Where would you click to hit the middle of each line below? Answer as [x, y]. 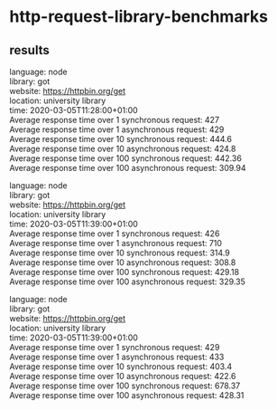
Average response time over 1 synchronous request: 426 [115, 234]
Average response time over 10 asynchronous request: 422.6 [123, 376]
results [29, 50]
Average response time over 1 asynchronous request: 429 [117, 129]
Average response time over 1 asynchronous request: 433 [117, 357]
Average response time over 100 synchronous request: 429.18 [125, 272]
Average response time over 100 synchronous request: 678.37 [125, 386]
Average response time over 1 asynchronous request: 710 [116, 243]
